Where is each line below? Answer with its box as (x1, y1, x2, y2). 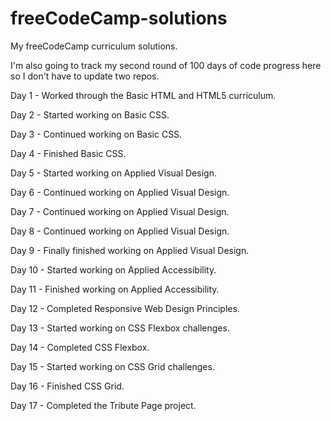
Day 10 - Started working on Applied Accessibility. (10, 263, 217, 276)
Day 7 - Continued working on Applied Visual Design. (10, 205, 230, 217)
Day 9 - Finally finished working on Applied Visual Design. (10, 244, 250, 256)
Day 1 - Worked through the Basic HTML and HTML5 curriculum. (10, 89, 277, 101)
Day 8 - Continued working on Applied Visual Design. (10, 225, 230, 237)
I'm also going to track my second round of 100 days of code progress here (10, 59, 322, 71)
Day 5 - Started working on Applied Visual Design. (10, 167, 217, 179)
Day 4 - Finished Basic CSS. (10, 147, 127, 159)
